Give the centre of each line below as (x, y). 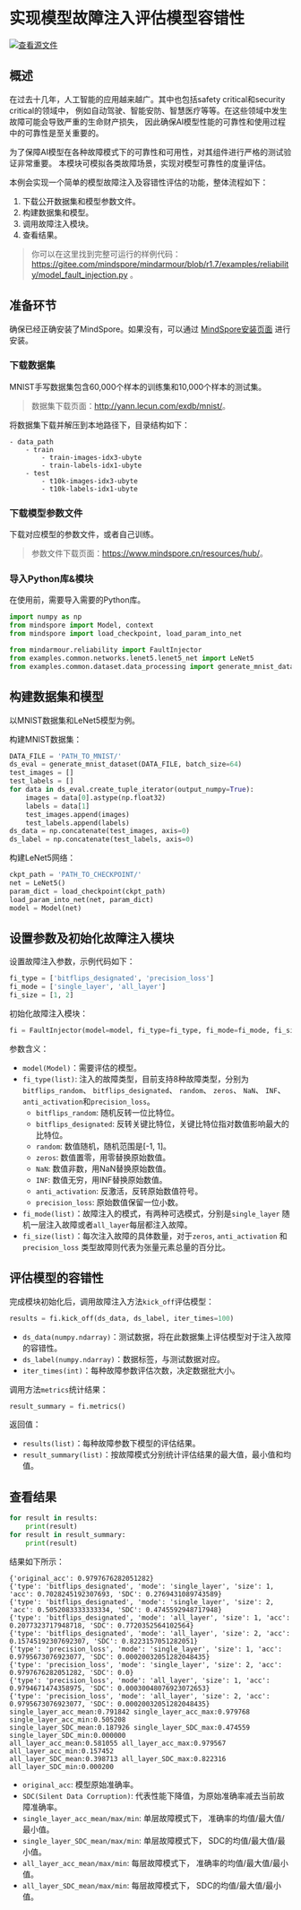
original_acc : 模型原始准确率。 (80, 1784)
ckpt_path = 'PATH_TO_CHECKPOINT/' (76, 875)
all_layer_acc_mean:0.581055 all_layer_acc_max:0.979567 (118, 1743)
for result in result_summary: (68, 1534)
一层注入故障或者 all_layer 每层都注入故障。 (111, 1224)
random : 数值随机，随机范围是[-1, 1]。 (103, 1146)
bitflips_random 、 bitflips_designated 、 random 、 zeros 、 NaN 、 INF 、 (154, 1090)
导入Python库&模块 (52, 579)
